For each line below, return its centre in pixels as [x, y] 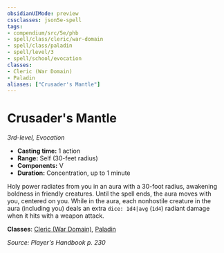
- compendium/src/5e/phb [43, 33]
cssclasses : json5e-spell [44, 20]
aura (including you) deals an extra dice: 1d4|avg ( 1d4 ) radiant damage [109, 209]
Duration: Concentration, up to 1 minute [74, 173]
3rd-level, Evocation [36, 138]
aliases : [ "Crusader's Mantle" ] [54, 84]
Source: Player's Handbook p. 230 [56, 243]
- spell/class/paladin [40, 46]
